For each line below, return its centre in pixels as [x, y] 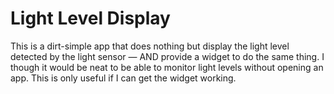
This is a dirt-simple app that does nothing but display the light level [150, 46]
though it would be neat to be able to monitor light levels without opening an [167, 67]
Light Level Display [90, 18]
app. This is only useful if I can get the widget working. [123, 78]
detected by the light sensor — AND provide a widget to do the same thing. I [167, 56]
